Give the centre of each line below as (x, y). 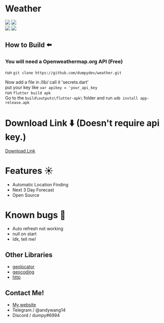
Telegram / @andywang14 (39, 310)
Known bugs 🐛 (35, 215)
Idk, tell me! (24, 239)
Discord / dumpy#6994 (36, 316)
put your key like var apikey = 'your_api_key (51, 87)
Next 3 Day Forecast (33, 190)
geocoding (23, 272)
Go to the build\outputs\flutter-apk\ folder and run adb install (72, 98)
